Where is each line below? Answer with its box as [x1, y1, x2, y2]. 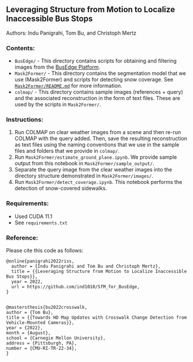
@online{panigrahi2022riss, [6, 258, 75, 264]
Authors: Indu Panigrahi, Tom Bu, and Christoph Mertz [6, 29, 136, 36]
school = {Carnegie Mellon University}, [6, 335, 106, 341]
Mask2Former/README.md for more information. [14, 82, 123, 90]
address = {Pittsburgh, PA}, [6, 340, 77, 346]
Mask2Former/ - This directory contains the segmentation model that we [14, 70, 186, 77]
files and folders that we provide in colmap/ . [14, 148, 120, 155]
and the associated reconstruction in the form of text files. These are [14, 95, 180, 102]
